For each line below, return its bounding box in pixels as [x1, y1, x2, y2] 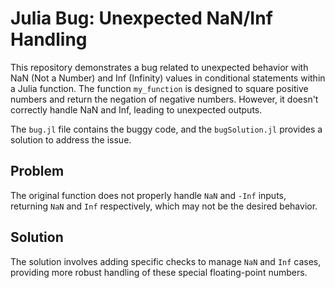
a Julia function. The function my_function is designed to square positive [10, 82, 309, 94]
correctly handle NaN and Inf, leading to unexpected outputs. [10, 103, 263, 116]
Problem [10, 163, 65, 180]
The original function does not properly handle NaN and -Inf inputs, [10, 189, 287, 201]
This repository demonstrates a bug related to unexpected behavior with [10, 61, 309, 73]
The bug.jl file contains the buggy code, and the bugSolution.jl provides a [10, 123, 323, 135]
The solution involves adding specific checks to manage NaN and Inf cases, [10, 255, 322, 267]
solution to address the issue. [10, 133, 132, 146]
